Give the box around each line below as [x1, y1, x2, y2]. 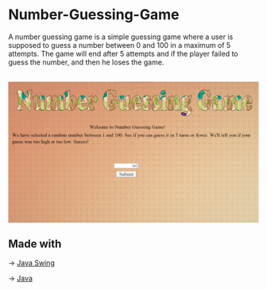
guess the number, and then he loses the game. [8, 57, 164, 67]
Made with [8, 237, 62, 250]
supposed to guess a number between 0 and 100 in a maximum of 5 [8, 40, 231, 49]
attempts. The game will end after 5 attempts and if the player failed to [8, 49, 238, 58]
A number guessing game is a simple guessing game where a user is [8, 32, 234, 41]
